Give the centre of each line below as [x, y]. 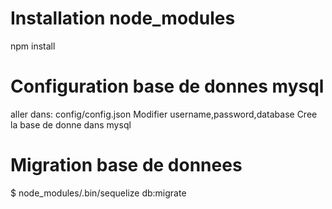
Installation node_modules [123, 18]
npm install [33, 46]
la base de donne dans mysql [71, 124]
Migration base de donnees [126, 165]
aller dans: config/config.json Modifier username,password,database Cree [164, 114]
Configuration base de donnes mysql [167, 86]
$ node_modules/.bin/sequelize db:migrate [98, 193]
